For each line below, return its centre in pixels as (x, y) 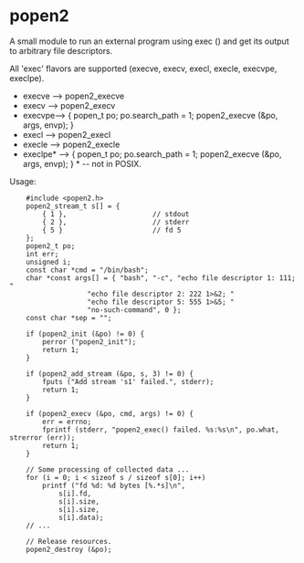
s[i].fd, (75, 494)
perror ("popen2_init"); (89, 342)
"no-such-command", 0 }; (134, 310)
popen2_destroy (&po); (69, 549)
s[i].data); (81, 517)
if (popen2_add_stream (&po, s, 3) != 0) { (110, 374)
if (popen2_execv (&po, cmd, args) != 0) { (110, 413)
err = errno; (67, 422)
